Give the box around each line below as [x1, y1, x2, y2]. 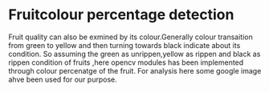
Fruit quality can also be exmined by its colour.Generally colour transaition [8, 32, 253, 42]
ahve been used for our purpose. [8, 74, 118, 84]
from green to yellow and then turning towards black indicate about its [8, 40, 241, 50]
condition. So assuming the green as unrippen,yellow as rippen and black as [8, 49, 261, 58]
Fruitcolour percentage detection [8, 6, 234, 24]
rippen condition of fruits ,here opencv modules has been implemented [8, 58, 244, 67]
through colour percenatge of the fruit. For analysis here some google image [8, 66, 262, 75]
